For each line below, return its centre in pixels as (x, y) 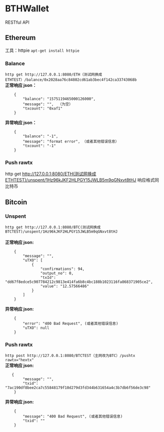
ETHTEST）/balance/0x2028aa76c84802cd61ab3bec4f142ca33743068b (71, 80)
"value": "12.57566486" (65, 286)
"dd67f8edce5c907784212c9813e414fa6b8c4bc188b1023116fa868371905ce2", (79, 282)
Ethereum (20, 38)
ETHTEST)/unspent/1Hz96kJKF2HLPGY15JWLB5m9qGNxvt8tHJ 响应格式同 (82, 180)
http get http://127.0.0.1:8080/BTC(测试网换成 (53, 228)
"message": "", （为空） (48, 104)
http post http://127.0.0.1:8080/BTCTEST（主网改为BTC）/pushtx (70, 356)
